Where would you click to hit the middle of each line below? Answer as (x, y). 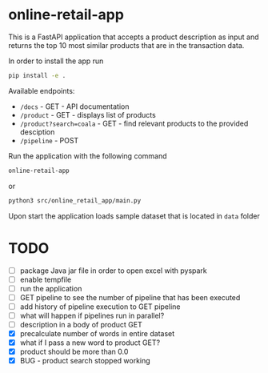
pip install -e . (37, 75)
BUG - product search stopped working (85, 361)
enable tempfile (46, 279)
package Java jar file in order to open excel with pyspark (114, 271)
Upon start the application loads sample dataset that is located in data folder (134, 216)
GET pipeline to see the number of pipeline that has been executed (130, 297)
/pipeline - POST (49, 140)
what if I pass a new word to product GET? (90, 343)
